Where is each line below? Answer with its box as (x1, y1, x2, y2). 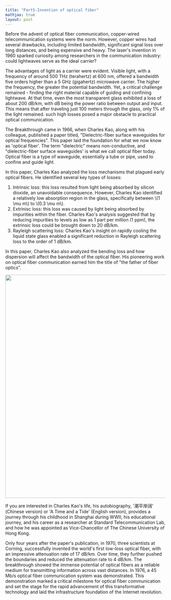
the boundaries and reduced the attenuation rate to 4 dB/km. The (5, 557, 142, 563)
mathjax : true (5, 12, 36, 17)
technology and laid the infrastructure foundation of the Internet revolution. (5, 589, 163, 595)
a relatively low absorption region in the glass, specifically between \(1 (12, 195, 160, 202)
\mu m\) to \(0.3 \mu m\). (12, 201, 65, 207)
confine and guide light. (5, 159, 55, 165)
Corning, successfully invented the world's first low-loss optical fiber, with (5, 545, 161, 552)
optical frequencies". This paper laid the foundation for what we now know (5, 137, 162, 143)
